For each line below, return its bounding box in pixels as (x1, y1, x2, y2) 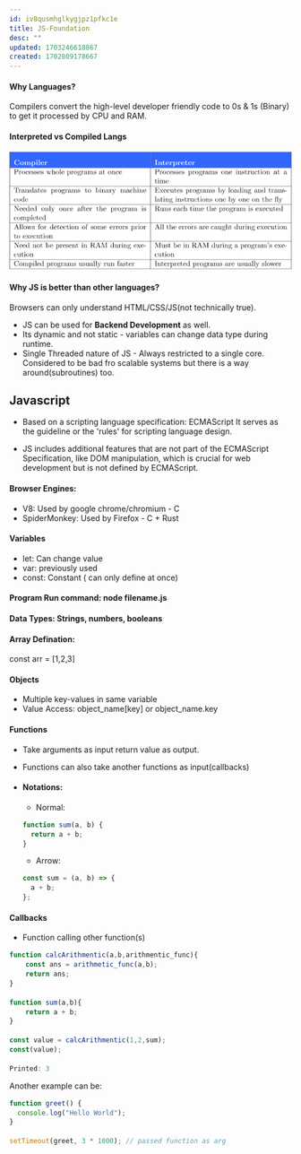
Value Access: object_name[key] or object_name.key (21, 704, 219, 715)
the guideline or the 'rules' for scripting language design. (21, 426, 233, 437)
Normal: (35, 802, 65, 812)
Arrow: (35, 855, 61, 866)
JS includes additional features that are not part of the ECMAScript (21, 444, 269, 455)
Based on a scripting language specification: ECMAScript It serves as (21, 417, 279, 428)
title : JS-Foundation (9, 23, 90, 33)
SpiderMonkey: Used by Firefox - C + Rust (21, 512, 179, 524)
